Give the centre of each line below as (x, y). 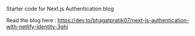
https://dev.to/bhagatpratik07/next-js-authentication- (123, 20)
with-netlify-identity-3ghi (37, 27)
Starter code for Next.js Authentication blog (60, 9)
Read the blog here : (31, 20)
